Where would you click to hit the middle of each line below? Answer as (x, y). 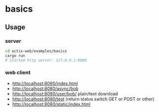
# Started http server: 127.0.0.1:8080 (46, 60)
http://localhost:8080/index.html (45, 83)
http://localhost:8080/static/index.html (51, 104)
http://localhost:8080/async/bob (45, 89)
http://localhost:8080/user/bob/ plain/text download (65, 93)
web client (18, 73)
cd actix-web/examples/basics (36, 51)
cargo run (15, 56)
